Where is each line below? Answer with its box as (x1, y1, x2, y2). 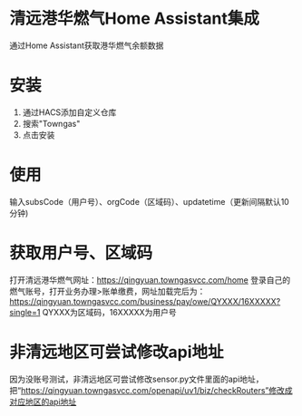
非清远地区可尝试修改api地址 (9, 342, 224, 363)
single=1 (9, 306, 41, 317)
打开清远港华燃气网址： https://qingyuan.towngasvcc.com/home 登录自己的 (9, 274, 291, 285)
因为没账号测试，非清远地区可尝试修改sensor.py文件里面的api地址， (9, 373, 265, 384)
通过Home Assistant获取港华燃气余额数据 (9, 40, 164, 51)
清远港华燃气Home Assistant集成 (9, 8, 260, 29)
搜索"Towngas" (22, 118, 81, 129)
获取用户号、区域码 (9, 243, 153, 263)
